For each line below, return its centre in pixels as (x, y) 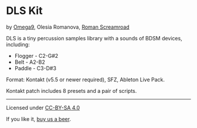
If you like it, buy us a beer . (39, 119)
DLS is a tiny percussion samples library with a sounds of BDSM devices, (94, 38)
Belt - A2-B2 (30, 62)
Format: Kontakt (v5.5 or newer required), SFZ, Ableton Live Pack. (86, 79)
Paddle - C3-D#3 (35, 68)
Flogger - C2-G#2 (36, 56)
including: (18, 44)
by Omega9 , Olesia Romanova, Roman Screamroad (68, 27)
